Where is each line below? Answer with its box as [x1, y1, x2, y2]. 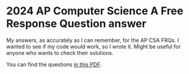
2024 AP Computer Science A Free [6, 4, 184, 18]
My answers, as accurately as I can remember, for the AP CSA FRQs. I [6, 36, 179, 44]
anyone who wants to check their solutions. [6, 49, 114, 56]
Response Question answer [6, 17, 147, 30]
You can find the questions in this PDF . [6, 61, 102, 68]
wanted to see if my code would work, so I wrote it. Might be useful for [6, 43, 181, 50]
